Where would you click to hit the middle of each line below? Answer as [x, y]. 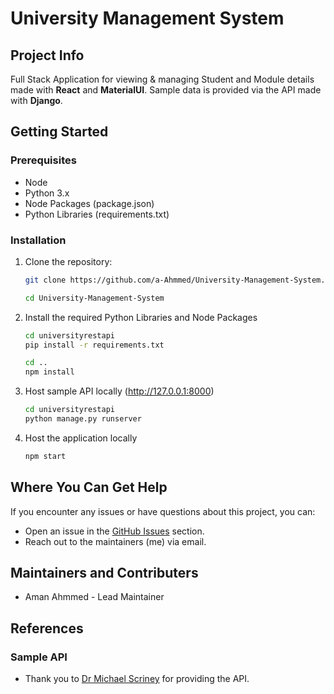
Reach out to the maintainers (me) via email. [115, 541]
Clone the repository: [68, 261]
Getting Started [59, 132]
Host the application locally [81, 438]
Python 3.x [47, 193]
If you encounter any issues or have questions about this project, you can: [163, 511]
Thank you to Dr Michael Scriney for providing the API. [137, 679]
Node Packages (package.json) [89, 203]
